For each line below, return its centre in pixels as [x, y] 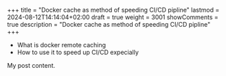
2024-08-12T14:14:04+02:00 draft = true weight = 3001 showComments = [113, 17]
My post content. [31, 65]
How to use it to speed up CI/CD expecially [78, 52]
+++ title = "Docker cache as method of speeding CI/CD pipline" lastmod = [113, 10]
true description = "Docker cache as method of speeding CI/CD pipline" [109, 24]
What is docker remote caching [61, 45]
